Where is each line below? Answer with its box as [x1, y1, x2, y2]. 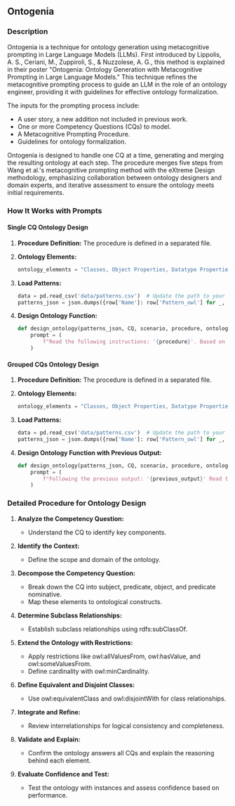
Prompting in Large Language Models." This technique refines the [7, 72, 198, 81]
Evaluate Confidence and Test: [17, 769, 110, 778]
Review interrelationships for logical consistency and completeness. [27, 721, 224, 730]
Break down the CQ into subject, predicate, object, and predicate [27, 582, 216, 591]
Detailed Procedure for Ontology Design [7, 499, 147, 508]
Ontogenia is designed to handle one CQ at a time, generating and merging [7, 151, 224, 159]
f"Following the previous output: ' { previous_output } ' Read [43, 475, 222, 482]
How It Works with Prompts [7, 205, 102, 215]
